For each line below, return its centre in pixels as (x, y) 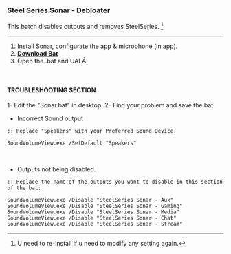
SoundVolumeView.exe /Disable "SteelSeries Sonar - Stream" (95, 224)
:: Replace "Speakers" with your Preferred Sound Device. (92, 131)
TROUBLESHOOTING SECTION (52, 90)
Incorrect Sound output (50, 118)
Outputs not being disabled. (56, 169)
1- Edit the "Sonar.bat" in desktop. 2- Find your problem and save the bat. (111, 105)
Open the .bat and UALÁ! (52, 61)
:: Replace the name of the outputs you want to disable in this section (115, 182)
